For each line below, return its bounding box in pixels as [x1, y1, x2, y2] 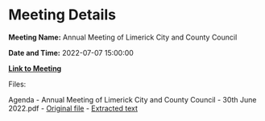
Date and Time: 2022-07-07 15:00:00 [8, 48, 135, 57]
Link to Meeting [8, 63, 62, 73]
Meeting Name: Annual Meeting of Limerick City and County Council [8, 32, 238, 42]
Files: [8, 79, 27, 89]
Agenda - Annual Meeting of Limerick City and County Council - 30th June [8, 94, 257, 104]
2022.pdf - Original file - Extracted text [8, 103, 139, 113]
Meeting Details [8, 6, 117, 24]
